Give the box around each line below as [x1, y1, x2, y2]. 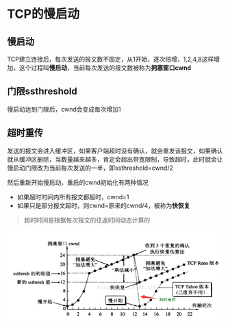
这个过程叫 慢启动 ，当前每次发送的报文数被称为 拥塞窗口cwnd [18, 64, 192, 72]
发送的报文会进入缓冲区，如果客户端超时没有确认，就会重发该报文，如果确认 [7, 147, 223, 155]
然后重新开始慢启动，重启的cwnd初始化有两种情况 [7, 178, 149, 186]
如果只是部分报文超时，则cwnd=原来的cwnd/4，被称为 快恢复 [16, 201, 190, 210]
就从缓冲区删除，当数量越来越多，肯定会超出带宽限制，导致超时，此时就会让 [7, 155, 223, 163]
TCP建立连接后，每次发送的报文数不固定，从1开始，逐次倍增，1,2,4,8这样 [7, 55, 214, 63]
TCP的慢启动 [7, 6, 80, 22]
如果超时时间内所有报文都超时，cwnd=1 [16, 192, 129, 201]
